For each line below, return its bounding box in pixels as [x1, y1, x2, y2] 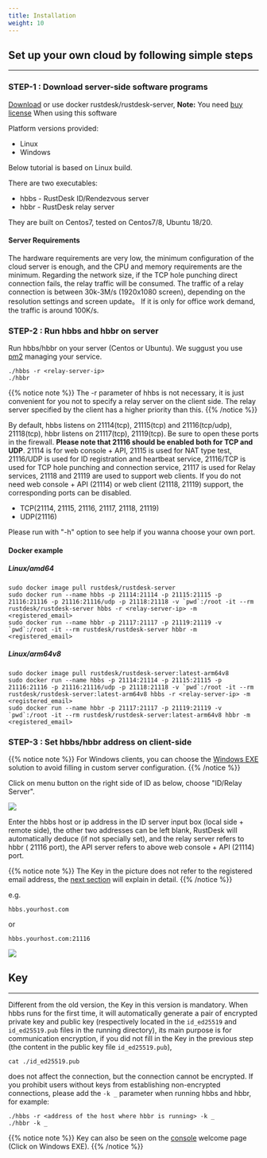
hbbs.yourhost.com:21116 [8, 935, 91, 942]
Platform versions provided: [8, 123, 99, 133]
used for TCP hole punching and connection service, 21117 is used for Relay [8, 463, 256, 472]
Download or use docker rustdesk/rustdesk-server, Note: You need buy [8, 99, 243, 109]
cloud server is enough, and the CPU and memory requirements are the [8, 262, 242, 271]
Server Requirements [8, 235, 81, 245]
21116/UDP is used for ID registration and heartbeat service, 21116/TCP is [8, 454, 246, 464]
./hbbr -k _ [8, 1119, 48, 1127]
